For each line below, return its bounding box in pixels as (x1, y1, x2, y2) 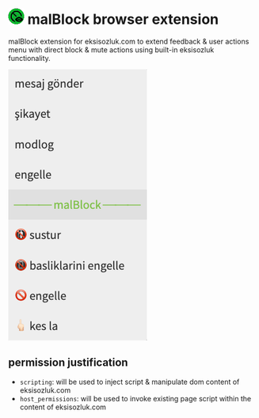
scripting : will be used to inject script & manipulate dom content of (19, 377, 240, 386)
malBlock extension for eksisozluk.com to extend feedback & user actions (8, 36, 249, 46)
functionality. (8, 53, 51, 63)
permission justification (8, 356, 128, 370)
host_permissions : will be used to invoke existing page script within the (19, 393, 252, 403)
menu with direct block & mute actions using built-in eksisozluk (8, 44, 215, 55)
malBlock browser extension (27, 10, 219, 28)
